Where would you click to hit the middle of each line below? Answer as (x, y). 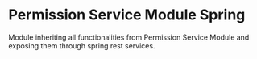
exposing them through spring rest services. (82, 45)
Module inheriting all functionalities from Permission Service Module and (129, 37)
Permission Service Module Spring (127, 15)
